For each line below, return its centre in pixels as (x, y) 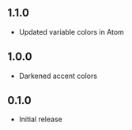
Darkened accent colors (58, 76)
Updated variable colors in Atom (71, 32)
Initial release (40, 119)
